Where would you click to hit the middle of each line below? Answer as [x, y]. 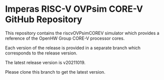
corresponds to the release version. [41, 53]
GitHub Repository [44, 19]
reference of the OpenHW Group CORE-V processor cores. [65, 38]
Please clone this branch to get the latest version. [55, 72]
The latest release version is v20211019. [45, 62]
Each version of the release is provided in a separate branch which [73, 48]
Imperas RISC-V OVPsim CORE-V [74, 9]
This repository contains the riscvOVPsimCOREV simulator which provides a [82, 33]
